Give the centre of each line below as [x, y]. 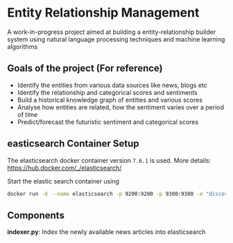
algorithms [23, 46]
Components [36, 215]
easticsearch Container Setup [74, 144]
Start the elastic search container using [63, 181]
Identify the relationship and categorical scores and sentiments [107, 92]
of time [27, 114]
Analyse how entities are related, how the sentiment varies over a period [120, 107]
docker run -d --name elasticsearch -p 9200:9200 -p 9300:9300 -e [105, 194]
